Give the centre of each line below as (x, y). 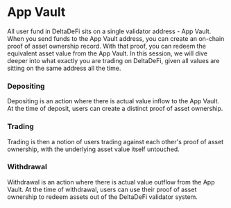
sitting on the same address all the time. (64, 68)
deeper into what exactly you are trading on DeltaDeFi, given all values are (113, 60)
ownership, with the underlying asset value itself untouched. (94, 149)
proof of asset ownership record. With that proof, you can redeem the (107, 46)
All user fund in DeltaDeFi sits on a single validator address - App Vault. (109, 31)
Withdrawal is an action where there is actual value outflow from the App (111, 182)
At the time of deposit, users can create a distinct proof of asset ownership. (115, 109)
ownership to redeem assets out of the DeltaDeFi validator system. (102, 197)
